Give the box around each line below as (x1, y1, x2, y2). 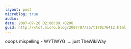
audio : (5, 16, 19, 21)
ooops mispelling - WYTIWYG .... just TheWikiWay (5, 38, 106, 44)
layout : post (5, 7, 32, 12)
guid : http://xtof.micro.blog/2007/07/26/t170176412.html (5, 25, 126, 30)
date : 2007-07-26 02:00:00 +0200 (5, 20, 74, 26)
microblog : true (5, 12, 38, 16)
